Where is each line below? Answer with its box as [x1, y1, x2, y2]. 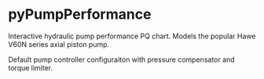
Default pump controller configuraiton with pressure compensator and [8, 55, 235, 64]
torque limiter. [8, 63, 53, 72]
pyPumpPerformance [8, 5, 152, 23]
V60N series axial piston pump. [8, 39, 110, 48]
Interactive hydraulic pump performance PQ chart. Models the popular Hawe [8, 31, 256, 41]
